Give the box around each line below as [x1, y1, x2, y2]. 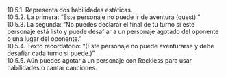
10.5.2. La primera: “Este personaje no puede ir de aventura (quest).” [7, 13, 201, 21]
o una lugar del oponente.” [7, 35, 82, 43]
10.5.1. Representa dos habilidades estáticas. [7, 6, 133, 14]
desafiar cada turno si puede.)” [7, 49, 95, 57]
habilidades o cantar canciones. [7, 64, 97, 72]
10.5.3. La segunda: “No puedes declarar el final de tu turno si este [7, 20, 195, 28]
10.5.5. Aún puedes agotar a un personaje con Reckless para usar [7, 57, 192, 64]
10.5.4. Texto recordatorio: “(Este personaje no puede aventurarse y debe [7, 42, 214, 50]
